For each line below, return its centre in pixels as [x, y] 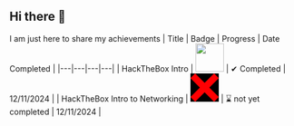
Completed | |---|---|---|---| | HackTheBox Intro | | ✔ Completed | [147, 68]
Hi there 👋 [38, 17]
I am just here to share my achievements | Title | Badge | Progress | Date [145, 38]
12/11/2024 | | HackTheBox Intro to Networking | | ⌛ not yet [135, 98]
